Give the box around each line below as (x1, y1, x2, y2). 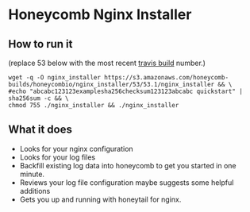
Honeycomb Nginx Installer (8, 6, 192, 24)
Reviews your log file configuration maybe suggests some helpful (19, 177, 234, 187)
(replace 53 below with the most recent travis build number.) (8, 58, 206, 67)
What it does (8, 123, 73, 137)
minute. (19, 169, 45, 179)
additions (19, 186, 51, 195)
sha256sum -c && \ (8, 94, 69, 102)
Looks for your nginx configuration (19, 144, 133, 153)
